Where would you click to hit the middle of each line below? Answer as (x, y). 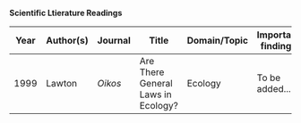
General (156, 83)
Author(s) (68, 41)
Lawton (62, 83)
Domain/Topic (218, 41)
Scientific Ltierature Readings (66, 13)
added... (274, 89)
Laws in (155, 94)
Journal (114, 41)
